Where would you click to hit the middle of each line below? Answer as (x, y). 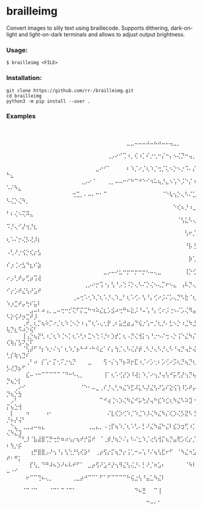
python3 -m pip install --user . (48, 101)
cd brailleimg (24, 96)
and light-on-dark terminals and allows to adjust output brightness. (102, 34)
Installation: (24, 78)
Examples (21, 116)
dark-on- (182, 28)
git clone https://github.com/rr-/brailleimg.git (70, 90)
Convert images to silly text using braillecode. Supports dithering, (88, 28)
